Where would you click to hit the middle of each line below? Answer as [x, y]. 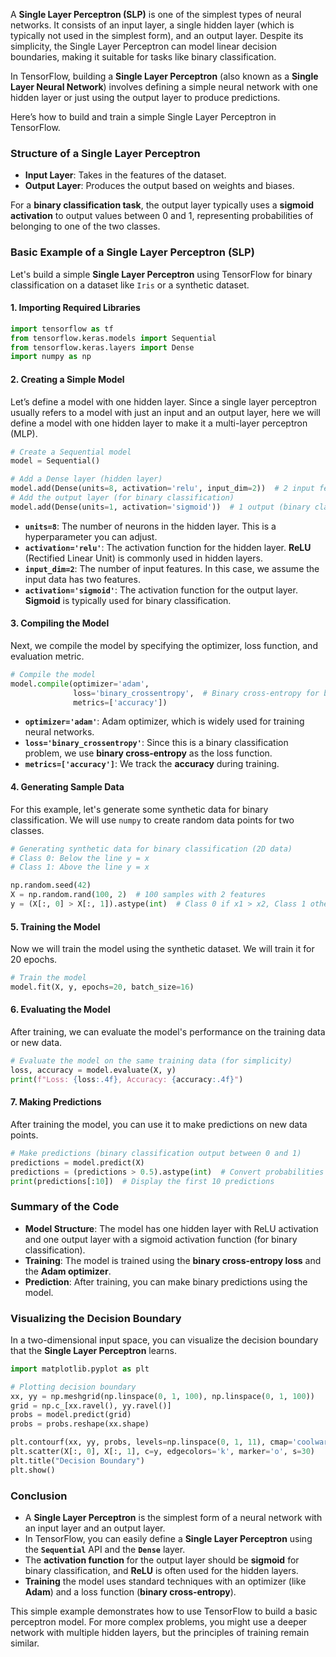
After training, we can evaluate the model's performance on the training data [168, 1032]
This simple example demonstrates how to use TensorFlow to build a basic [164, 1611]
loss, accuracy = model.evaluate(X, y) [93, 1070]
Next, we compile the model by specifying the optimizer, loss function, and [164, 645]
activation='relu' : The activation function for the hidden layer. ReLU [168, 547]
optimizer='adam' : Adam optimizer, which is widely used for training [164, 721]
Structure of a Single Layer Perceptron [105, 153]
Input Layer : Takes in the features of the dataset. [125, 175]
